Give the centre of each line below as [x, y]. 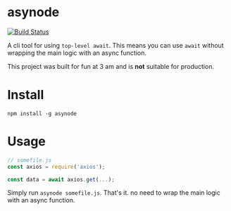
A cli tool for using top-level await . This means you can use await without [115, 45]
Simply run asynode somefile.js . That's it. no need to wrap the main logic [114, 193]
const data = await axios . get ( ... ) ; [61, 179]
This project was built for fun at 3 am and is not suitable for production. [111, 66]
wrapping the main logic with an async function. [77, 53]
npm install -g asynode [42, 113]
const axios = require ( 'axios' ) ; [56, 167]
